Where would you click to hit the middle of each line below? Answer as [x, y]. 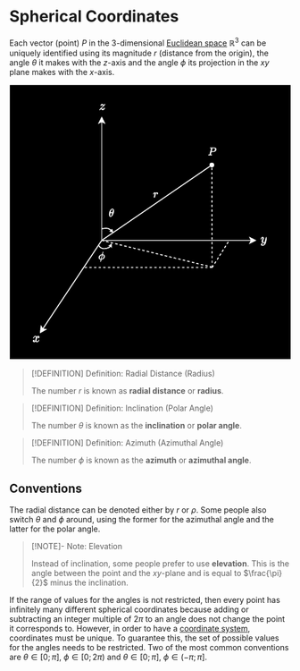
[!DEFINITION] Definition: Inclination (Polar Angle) [122, 408]
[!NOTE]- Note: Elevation [77, 546]
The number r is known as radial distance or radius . [127, 391]
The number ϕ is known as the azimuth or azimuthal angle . [141, 460]
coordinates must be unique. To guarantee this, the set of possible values [144, 638]
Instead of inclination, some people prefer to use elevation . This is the [160, 563]
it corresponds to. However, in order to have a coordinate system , [130, 628]
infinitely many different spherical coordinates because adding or [129, 609]
